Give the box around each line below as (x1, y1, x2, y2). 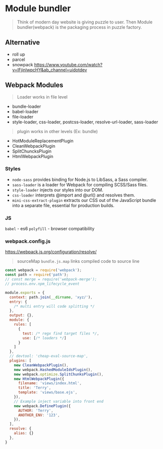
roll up (12, 51, 25, 57)
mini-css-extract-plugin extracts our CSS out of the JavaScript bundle (12, 197, 156, 203)
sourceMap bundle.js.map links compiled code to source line (17, 258, 140, 264)
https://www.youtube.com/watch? (34, 61, 102, 67)
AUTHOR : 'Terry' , (18, 408, 54, 413)
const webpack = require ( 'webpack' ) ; (5, 268, 82, 273)
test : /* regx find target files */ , (22, 331, 99, 336)
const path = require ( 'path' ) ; (5, 273, 69, 277)
